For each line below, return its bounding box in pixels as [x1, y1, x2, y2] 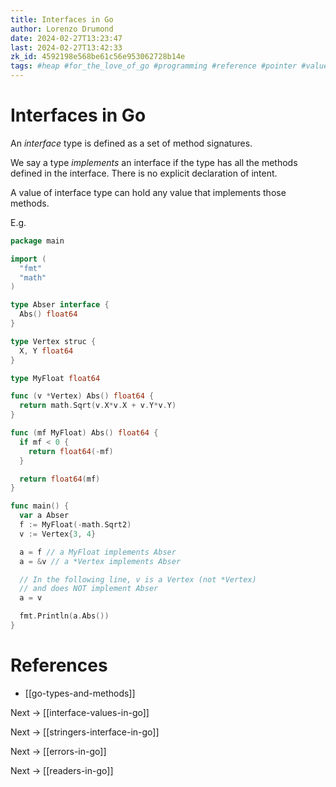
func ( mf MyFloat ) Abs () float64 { [10, 428, 159, 438]
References [10, 654, 108, 677]
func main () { [10, 501, 70, 511]
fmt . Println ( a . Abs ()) [19, 611, 110, 621]
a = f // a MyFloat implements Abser [19, 547, 177, 557]
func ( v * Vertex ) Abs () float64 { [10, 391, 155, 401]
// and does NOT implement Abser [19, 584, 159, 594]
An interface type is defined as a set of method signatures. [10, 137, 253, 149]
